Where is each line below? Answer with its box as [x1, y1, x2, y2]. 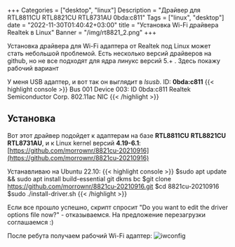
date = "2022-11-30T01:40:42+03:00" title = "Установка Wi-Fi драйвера [7, 21, 219, 29]
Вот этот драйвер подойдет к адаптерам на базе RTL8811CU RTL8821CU [7, 131, 227, 139]
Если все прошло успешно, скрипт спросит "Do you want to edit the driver [7, 203, 228, 211]
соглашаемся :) [7, 218, 54, 226]
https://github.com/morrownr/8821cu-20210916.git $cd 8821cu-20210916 [7, 182, 220, 190]
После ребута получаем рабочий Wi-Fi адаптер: [7, 231, 153, 240]
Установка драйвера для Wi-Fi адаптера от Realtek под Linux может [7, 42, 211, 50]
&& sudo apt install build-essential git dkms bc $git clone [7, 174, 172, 183]
